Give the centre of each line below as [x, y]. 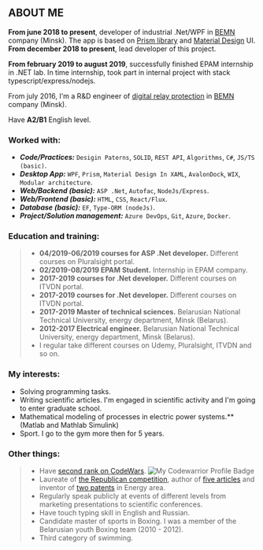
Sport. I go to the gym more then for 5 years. [92, 433]
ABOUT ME [36, 13]
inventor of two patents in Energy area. [102, 487]
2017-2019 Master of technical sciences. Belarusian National [140, 312]
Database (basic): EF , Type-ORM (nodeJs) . [87, 207]
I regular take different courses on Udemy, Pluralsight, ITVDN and [145, 345]
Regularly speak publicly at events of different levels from [133, 496]
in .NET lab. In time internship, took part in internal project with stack [119, 72]
